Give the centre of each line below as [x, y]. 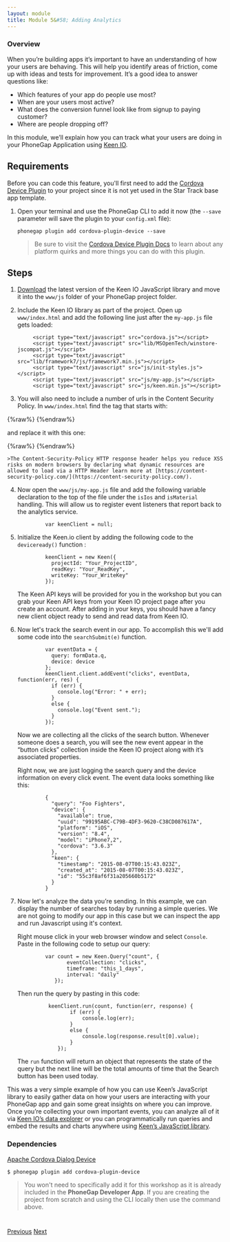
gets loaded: [35, 325]
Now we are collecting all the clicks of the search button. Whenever [113, 735]
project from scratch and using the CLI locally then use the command [122, 1199]
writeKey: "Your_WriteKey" [90, 575]
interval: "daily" [93, 975]
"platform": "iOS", [85, 828]
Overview [24, 44]
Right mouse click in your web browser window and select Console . [112, 937]
